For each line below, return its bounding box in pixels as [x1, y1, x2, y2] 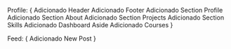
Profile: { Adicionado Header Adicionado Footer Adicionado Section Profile [7, 6, 223, 14]
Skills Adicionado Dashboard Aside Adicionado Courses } [7, 21, 173, 29]
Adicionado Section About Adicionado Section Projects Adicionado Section [7, 13, 225, 22]
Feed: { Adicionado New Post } [7, 34, 96, 43]
